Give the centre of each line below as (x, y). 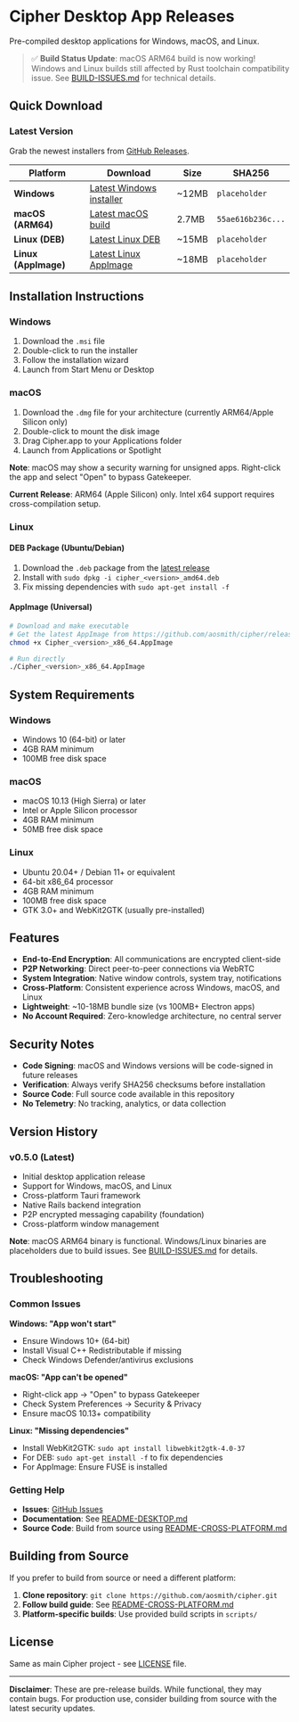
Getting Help (37, 1489)
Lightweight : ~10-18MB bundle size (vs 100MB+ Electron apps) (138, 1007)
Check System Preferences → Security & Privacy (112, 1404)
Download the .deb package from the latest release (116, 567)
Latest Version (41, 131)
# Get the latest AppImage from (69, 634)
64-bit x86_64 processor (68, 881)
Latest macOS (119, 213)
